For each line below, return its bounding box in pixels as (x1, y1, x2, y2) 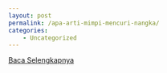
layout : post (8, 11, 52, 20)
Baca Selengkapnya (8, 56, 75, 65)
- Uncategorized (22, 33, 78, 42)
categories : (8, 26, 48, 34)
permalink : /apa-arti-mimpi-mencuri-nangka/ (8, 19, 160, 27)
